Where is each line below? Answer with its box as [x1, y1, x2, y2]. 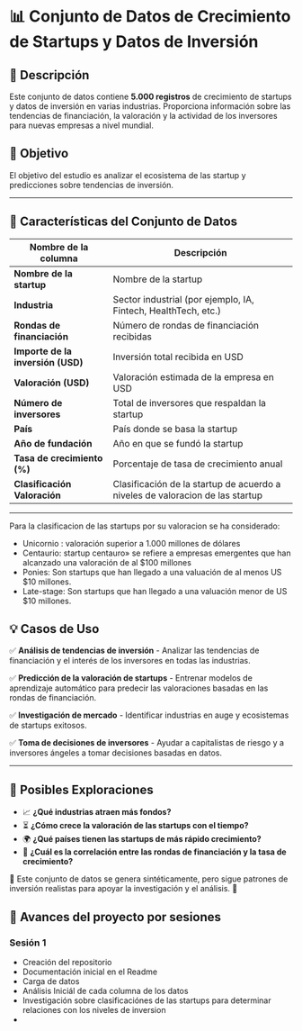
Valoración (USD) [13, 376, 90, 389]
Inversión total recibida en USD [112, 350, 244, 363]
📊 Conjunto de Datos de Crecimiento [9, 6, 291, 27]
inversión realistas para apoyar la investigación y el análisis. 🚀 [9, 883, 238, 894]
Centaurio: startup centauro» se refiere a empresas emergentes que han [22, 547, 291, 558]
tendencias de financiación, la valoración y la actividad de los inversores [9, 111, 278, 121]
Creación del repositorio [22, 956, 112, 967]
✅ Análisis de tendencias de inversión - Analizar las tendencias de [9, 645, 260, 656]
